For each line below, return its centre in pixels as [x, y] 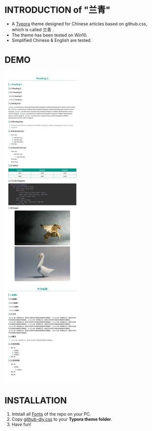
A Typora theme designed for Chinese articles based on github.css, [79, 24]
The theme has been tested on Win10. [49, 35]
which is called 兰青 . [33, 29]
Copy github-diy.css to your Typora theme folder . [62, 419]
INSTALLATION [36, 401]
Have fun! [21, 424]
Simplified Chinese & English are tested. [52, 40]
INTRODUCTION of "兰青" [57, 10]
